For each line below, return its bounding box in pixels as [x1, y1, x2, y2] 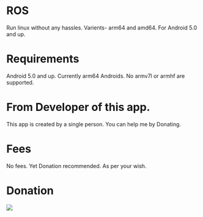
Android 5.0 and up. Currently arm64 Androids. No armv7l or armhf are [6, 72, 185, 80]
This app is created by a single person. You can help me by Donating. [6, 120, 182, 128]
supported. [6, 78, 34, 86]
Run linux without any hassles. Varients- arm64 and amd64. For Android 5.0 [6, 24, 197, 31]
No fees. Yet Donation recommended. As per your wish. [6, 162, 147, 169]
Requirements [6, 52, 79, 66]
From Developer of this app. [6, 101, 150, 114]
